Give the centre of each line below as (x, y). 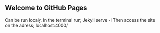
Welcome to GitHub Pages (46, 8)
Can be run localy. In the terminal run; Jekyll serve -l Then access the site (80, 20)
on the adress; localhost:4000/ (37, 25)
